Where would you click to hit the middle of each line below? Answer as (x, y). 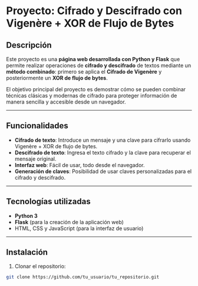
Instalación (27, 252)
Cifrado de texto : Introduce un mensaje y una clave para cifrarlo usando (103, 140)
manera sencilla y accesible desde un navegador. (66, 102)
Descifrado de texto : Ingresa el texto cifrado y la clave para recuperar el (103, 152)
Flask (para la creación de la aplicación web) (69, 222)
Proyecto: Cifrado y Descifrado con (94, 11)
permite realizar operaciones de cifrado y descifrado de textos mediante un (99, 65)
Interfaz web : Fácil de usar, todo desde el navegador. (80, 165)
